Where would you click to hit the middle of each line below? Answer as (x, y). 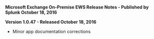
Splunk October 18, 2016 (31, 12)
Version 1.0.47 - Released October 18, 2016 (51, 22)
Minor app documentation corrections (51, 31)
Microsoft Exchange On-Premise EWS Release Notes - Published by (77, 7)
